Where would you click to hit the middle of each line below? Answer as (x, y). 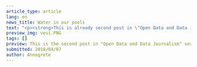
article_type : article (34, 11)
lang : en (17, 17)
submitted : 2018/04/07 (34, 50)
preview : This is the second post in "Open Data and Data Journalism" (94, 44)
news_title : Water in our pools (45, 22)
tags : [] (17, 38)
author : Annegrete (28, 55)
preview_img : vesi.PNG (34, 33)
